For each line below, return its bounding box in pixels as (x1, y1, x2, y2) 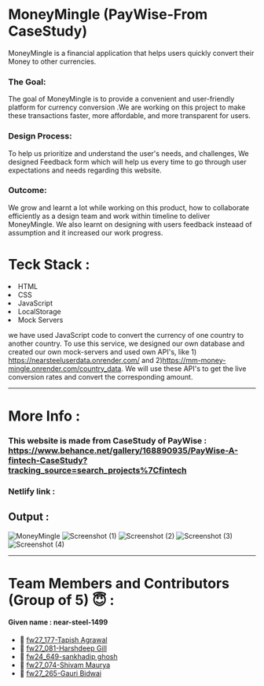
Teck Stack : (8, 256, 90, 273)
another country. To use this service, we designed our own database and (8, 339, 245, 348)
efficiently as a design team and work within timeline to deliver (8, 211, 211, 221)
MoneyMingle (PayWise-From (8, 6, 208, 24)
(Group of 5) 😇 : (8, 591, 115, 609)
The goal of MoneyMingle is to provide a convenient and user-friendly (8, 95, 235, 104)
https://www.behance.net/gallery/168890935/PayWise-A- (8, 445, 238, 456)
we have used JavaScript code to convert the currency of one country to (8, 330, 244, 339)
